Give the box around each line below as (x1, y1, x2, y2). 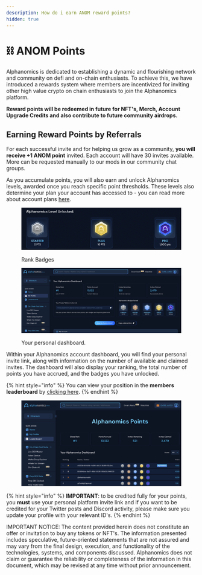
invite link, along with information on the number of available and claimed (6, 357, 188, 365)
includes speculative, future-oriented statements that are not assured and (6, 536, 190, 543)
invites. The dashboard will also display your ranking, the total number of (6, 364, 187, 371)
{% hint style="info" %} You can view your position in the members (6, 382, 175, 389)
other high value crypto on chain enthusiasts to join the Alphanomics (6, 88, 177, 95)
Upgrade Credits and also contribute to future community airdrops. (6, 112, 178, 119)
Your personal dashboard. (21, 339, 86, 347)
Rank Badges (21, 255, 54, 263)
